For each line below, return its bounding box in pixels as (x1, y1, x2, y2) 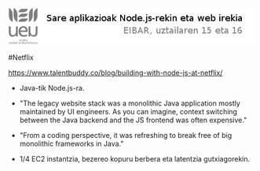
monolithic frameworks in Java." (19, 139, 124, 148)
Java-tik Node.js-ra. (19, 84, 85, 92)
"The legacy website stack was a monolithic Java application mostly (19, 99, 241, 108)
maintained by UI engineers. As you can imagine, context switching (19, 107, 238, 116)
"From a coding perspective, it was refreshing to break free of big (19, 131, 233, 139)
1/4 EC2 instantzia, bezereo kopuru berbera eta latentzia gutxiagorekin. (19, 154, 251, 163)
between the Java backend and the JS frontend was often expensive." (19, 115, 247, 125)
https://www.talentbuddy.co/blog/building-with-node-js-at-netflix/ (8, 68, 223, 77)
